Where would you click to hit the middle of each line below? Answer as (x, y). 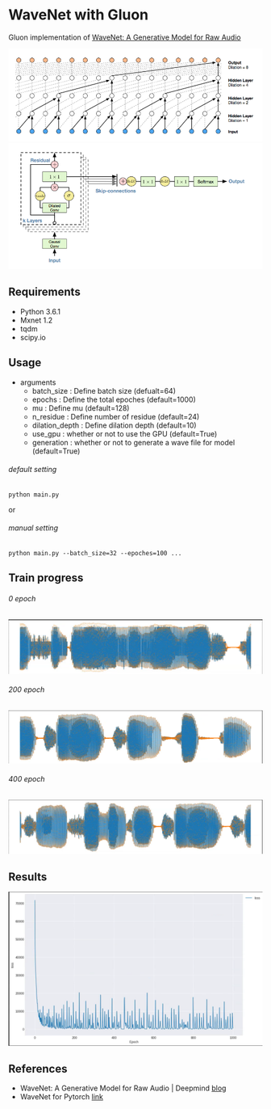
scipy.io (33, 337)
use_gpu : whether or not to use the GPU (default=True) (125, 433)
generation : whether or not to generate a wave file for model (133, 442)
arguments (38, 382)
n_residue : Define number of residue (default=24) (116, 416)
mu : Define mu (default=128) (81, 408)
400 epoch (27, 779)
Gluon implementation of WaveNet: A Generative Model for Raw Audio (125, 37)
